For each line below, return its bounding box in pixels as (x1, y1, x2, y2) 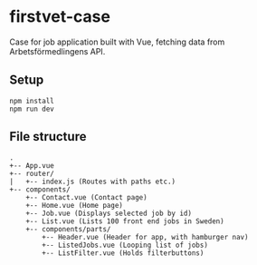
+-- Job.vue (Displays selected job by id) (25, 209, 193, 218)
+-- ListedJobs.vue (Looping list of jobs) (42, 240, 208, 250)
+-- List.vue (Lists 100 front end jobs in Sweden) (25, 216, 224, 226)
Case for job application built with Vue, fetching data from (9, 36, 225, 47)
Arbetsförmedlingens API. (9, 45, 106, 56)
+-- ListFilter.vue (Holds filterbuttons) (42, 248, 205, 258)
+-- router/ (9, 169, 54, 178)
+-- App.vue (9, 161, 54, 170)
